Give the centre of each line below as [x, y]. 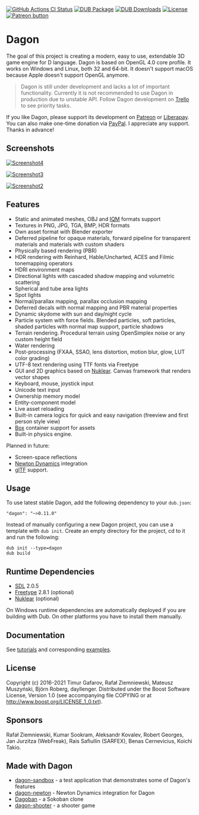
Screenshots [30, 149]
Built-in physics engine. [44, 434]
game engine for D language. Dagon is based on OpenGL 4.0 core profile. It [99, 62]
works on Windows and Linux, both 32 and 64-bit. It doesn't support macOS [99, 68]
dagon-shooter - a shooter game [55, 805]
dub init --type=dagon [34, 548]
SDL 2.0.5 [27, 586]
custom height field [38, 339]
